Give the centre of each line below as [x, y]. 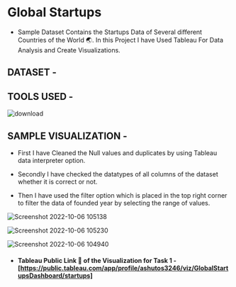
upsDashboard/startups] [55, 275]
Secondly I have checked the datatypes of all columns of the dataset [118, 174]
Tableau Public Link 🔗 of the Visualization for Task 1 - [97, 260]
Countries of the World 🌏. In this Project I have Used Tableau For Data [120, 40]
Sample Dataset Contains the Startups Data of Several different [110, 32]
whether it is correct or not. [57, 181]
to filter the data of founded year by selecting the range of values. [114, 203]
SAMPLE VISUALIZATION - [67, 136]
